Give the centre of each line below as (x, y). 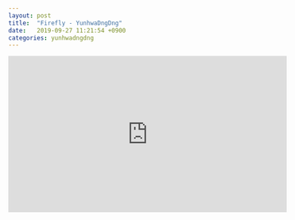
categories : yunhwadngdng (51, 38)
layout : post (30, 15)
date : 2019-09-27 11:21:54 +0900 (67, 30)
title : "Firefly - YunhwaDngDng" (66, 23)
